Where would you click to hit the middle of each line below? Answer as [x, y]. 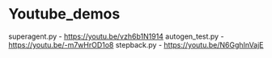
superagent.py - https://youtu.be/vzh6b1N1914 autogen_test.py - [116, 36]
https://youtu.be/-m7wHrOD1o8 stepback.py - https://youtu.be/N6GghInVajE [136, 44]
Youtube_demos [64, 14]
